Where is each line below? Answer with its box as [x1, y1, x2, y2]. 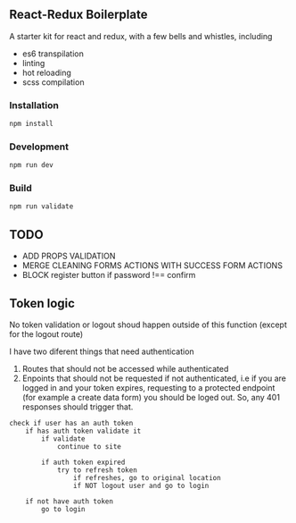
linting [21, 57, 45, 68]
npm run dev [9, 161, 53, 170]
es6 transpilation [21, 48, 85, 59]
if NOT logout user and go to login [72, 481, 210, 490]
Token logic [9, 295, 76, 311]
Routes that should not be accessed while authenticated [21, 363, 229, 374]
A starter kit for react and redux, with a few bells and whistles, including [9, 30, 273, 41]
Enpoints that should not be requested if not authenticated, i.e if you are [21, 373, 287, 384]
